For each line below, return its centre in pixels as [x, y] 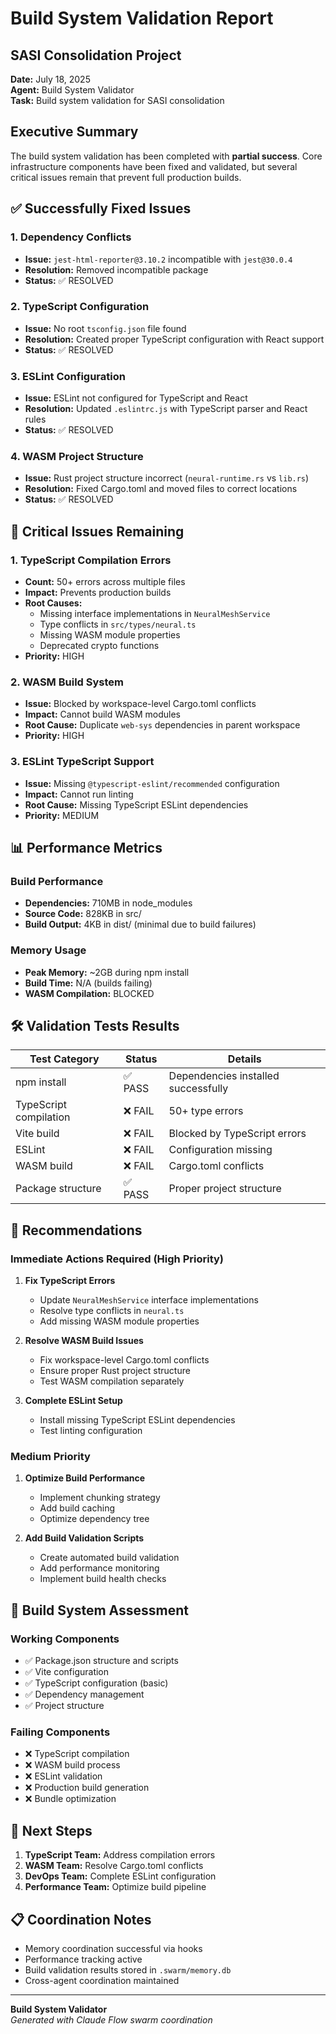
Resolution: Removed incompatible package [116, 269]
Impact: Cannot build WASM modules [102, 714]
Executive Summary [74, 132]
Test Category [64, 1059]
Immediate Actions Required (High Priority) [117, 1259]
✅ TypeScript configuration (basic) [96, 1683]
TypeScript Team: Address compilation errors [120, 1855]
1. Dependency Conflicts [71, 237]
